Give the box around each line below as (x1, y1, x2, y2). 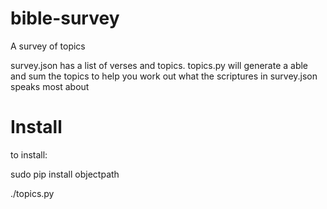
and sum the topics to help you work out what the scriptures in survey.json (10, 70, 318, 82)
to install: (10, 148, 48, 161)
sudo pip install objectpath (10, 168, 120, 180)
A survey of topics (10, 40, 86, 52)
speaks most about (10, 80, 90, 92)
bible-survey (10, 7, 120, 30)
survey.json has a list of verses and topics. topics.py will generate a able (10, 59, 309, 71)
